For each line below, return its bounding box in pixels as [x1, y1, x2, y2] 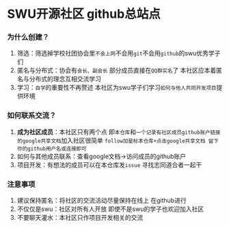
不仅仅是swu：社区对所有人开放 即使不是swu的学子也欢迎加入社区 [16, 205, 204, 213]
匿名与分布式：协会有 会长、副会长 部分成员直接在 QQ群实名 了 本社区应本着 [16, 66, 217, 75]
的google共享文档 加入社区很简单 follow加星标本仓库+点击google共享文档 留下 [16, 136, 219, 144]
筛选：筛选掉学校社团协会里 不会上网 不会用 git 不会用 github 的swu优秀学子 [16, 49, 221, 58]
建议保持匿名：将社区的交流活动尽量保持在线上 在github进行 [16, 197, 187, 205]
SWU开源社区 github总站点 [7, 6, 161, 22]
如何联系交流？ [7, 111, 57, 121]
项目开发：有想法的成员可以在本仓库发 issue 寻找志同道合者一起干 [16, 160, 202, 168]
